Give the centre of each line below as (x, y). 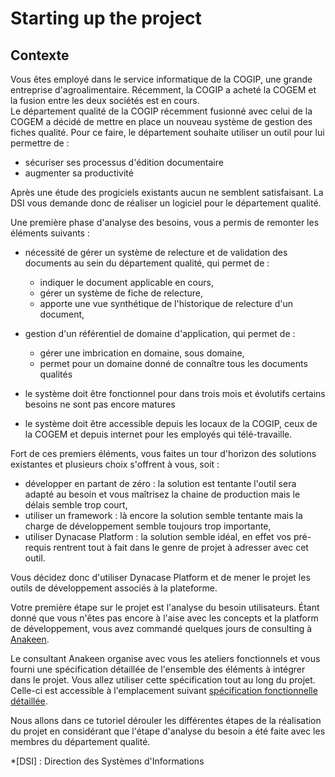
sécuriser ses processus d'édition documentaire (124, 162)
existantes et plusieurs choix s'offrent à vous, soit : (115, 464)
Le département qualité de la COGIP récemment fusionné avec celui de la (161, 111)
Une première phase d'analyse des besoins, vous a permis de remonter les (165, 222)
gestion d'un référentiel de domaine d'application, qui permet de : (160, 333)
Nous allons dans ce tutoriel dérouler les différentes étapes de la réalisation (166, 720)
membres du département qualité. (80, 741)
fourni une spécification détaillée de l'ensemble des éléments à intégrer (158, 669)
